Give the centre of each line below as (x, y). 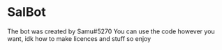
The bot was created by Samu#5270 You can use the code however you (111, 31)
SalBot (27, 12)
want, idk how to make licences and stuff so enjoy (79, 38)
